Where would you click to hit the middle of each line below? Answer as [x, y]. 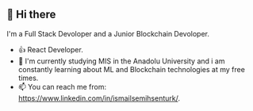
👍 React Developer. [50, 49]
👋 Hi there [31, 15]
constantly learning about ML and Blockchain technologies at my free [132, 69]
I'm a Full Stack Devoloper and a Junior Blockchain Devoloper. [108, 33]
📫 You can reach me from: [62, 86]
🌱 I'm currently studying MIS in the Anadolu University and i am [121, 61]
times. [28, 78]
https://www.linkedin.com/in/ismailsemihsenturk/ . [99, 98]
